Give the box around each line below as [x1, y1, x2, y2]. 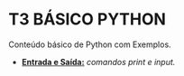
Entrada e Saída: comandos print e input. [21, 56, 176, 67]
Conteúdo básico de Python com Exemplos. [8, 39, 172, 50]
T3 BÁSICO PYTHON [8, 9, 166, 30]
